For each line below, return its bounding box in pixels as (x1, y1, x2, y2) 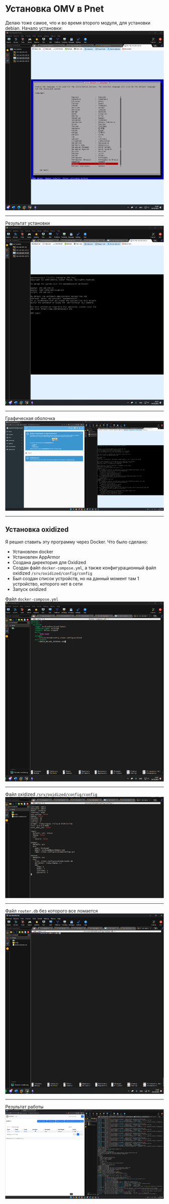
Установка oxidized (5, 525, 69, 534)
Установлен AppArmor (12, 554, 60, 560)
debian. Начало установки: (5, 25, 63, 31)
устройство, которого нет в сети (12, 581, 83, 587)
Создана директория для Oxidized (12, 559, 87, 565)
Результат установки (5, 220, 50, 226)
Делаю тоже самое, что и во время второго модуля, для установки (5, 20, 151, 26)
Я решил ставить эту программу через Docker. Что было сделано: (5, 539, 148, 545)
